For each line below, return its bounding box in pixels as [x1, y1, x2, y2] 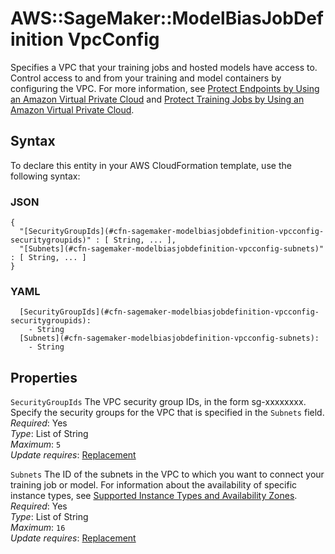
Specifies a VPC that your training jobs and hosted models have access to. [10, 61, 318, 73]
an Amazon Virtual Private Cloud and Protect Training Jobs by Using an [10, 93, 305, 105]
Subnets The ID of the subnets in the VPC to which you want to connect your [10, 468, 325, 481]
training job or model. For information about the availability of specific [10, 479, 298, 491]
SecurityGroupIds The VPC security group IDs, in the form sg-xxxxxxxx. [10, 396, 307, 408]
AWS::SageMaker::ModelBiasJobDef [10, 7, 324, 30]
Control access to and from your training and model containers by [10, 72, 282, 84]
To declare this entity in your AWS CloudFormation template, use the [10, 159, 292, 171]
